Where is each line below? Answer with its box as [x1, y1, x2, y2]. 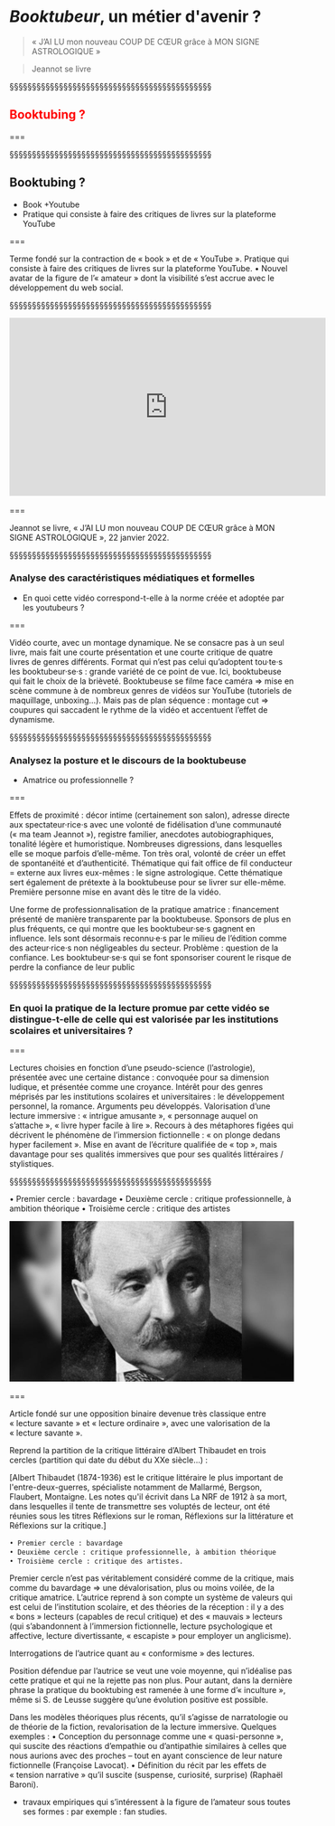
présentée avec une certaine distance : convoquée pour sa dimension [9, 1072, 269, 1083]
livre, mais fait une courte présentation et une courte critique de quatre [9, 647, 274, 658]
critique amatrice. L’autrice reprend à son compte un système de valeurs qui [9, 1592, 293, 1603]
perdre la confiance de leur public [9, 961, 135, 973]
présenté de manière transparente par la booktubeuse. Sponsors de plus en [9, 913, 292, 924]
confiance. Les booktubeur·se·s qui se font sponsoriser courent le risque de [9, 952, 292, 963]
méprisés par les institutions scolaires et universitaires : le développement [9, 1092, 285, 1102]
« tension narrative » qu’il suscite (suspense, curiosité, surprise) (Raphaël [9, 1769, 283, 1780]
